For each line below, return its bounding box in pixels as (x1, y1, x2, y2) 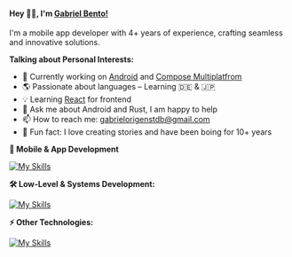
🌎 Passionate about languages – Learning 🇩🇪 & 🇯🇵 (21, 82, 216, 92)
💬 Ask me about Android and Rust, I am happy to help (21, 104, 218, 115)
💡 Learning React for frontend (21, 94, 131, 105)
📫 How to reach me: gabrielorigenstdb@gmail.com (21, 114, 210, 125)
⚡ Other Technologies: (9, 217, 94, 228)
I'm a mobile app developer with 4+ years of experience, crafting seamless (9, 27, 284, 38)
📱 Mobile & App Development (9, 144, 120, 155)
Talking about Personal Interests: (9, 54, 135, 65)
